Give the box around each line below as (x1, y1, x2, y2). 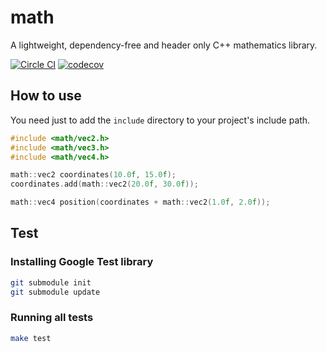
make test (10, 333, 52, 343)
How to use (10, 87, 82, 105)
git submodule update (10, 287, 101, 297)
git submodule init (10, 277, 92, 288)
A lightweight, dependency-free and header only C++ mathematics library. (10, 39, 318, 51)
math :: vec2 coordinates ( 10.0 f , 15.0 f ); (10, 170, 177, 180)
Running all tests (10, 311, 94, 325)
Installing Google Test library (10, 255, 154, 269)
